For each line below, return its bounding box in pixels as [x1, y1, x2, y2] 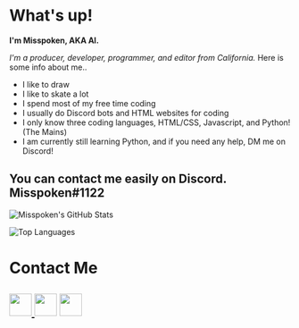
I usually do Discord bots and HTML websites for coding [21, 107, 229, 118]
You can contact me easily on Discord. [9, 172, 228, 187]
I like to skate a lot [21, 88, 89, 99]
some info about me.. [9, 62, 87, 72]
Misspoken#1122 [9, 185, 105, 201]
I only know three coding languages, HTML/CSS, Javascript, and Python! [21, 117, 291, 128]
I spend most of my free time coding [21, 97, 156, 108]
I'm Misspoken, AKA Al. [9, 35, 100, 46]
